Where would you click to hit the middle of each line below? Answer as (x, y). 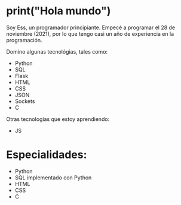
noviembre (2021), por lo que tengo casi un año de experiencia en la (90, 33)
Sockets (25, 101)
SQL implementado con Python (53, 178)
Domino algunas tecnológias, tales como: (57, 51)
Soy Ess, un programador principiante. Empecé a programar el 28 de (91, 27)
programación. (24, 40)
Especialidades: (47, 155)
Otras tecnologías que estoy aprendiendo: (58, 119)
